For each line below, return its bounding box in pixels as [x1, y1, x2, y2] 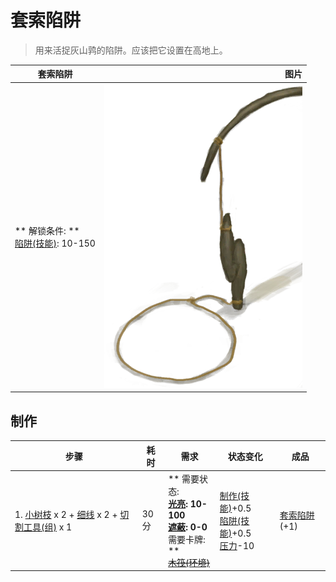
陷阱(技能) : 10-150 [14, 237, 96, 250]
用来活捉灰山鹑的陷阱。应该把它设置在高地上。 [34, 44, 228, 56]
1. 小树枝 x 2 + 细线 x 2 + [14, 508, 118, 520]
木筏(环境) [168, 556, 211, 568]
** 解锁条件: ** [14, 225, 80, 237]
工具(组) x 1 [23, 521, 73, 533]
